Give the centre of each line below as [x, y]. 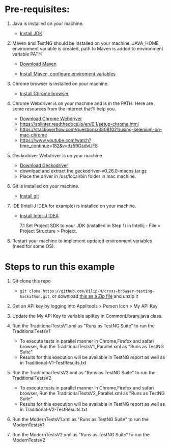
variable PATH [27, 54]
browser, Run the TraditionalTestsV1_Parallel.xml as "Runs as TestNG [92, 346]
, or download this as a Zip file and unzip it [94, 296]
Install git [29, 196]
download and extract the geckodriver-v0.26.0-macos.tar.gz [83, 171]
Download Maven [38, 64]
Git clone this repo [32, 281]
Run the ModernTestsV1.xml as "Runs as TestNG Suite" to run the [80, 419]
